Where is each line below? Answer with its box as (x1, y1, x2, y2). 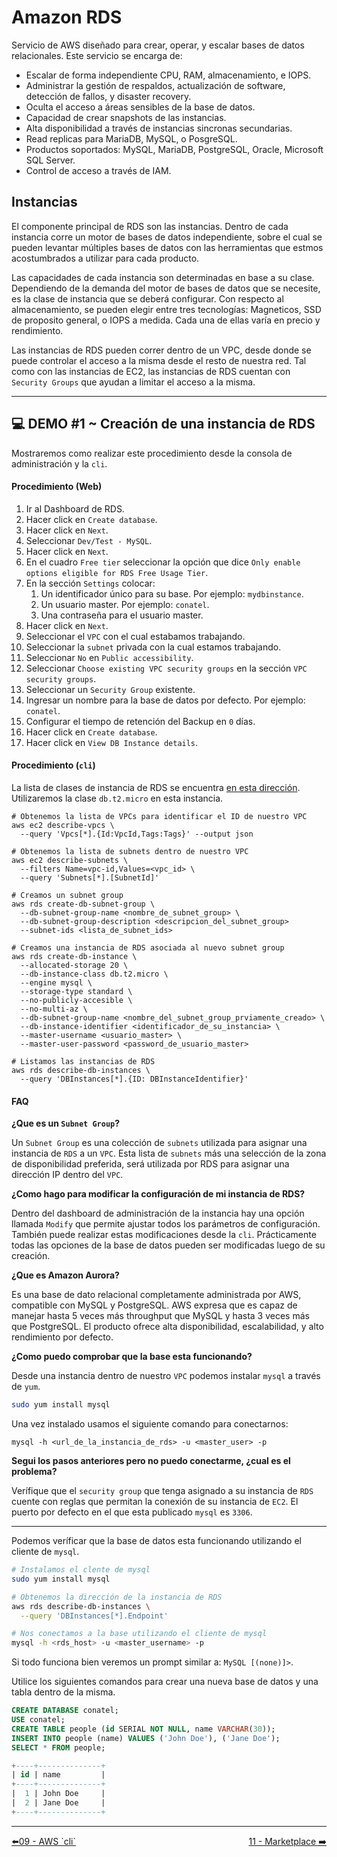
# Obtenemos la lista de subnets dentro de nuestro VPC (11, 846, 249, 856)
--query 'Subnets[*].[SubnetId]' (20, 872, 160, 883)
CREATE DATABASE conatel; (11, 1706, 119, 1716)
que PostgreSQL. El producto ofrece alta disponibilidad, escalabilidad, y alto (11, 1321, 324, 1333)
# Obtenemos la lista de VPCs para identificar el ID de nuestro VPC (11, 811, 308, 821)
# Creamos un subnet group (11, 890, 124, 900)
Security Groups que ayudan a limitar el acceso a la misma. (11, 376, 256, 388)
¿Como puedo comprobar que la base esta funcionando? (11, 1351, 253, 1363)
